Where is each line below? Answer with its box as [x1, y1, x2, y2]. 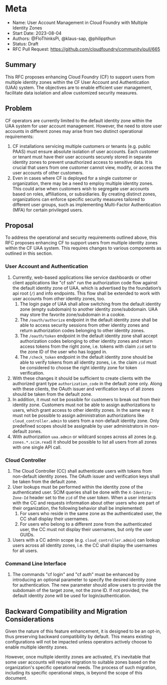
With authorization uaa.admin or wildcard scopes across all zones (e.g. [12, 433, 157, 440]
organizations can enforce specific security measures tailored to [12, 196, 145, 202]
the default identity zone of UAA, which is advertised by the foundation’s [12, 285, 162, 291]
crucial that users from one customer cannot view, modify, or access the [12, 164, 162, 170]
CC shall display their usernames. [19, 516, 89, 522]
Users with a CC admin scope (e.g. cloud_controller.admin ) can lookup [12, 537, 161, 543]
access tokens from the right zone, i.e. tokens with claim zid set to [19, 343, 157, 349]
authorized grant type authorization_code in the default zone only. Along [12, 380, 163, 386]
